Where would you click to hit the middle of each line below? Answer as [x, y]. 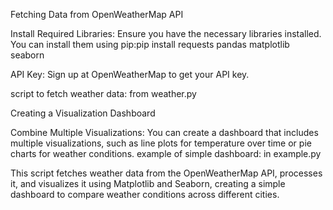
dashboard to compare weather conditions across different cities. [145, 194]
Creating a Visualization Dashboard [83, 113]
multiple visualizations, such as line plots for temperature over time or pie [161, 143]
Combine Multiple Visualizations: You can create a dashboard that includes [164, 132]
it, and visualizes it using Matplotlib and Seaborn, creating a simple [148, 183]
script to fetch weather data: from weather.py [103, 93]
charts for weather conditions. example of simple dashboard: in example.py [166, 153]
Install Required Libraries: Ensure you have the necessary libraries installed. [166, 33]
